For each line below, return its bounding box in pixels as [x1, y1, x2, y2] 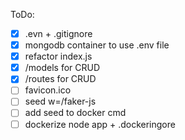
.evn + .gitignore [24, 28, 93, 39]
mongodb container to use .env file [24, 39, 170, 51]
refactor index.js [24, 50, 93, 63]
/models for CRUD [24, 62, 101, 74]
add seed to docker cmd [24, 107, 127, 119]
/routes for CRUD [24, 73, 97, 85]
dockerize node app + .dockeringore [24, 118, 176, 130]
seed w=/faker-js [24, 95, 97, 108]
